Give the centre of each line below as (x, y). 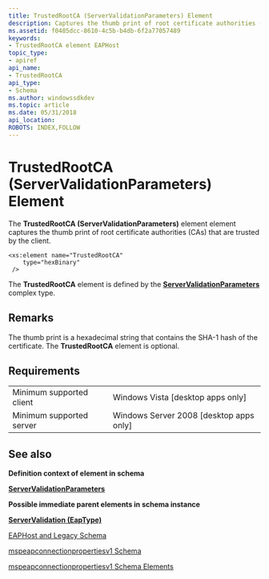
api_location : (32, 120)
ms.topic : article (39, 105)
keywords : (25, 38)
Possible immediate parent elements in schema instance (104, 504)
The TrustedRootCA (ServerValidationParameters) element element (122, 223)
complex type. (32, 293)
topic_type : (28, 53)
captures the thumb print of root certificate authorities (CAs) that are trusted (134, 232)
